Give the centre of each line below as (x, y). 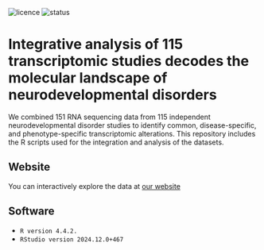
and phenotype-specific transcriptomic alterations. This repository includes (132, 133)
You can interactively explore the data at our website (95, 186)
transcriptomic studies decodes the (128, 62)
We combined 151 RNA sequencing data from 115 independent (109, 117)
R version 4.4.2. (49, 231)
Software (31, 212)
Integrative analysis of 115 (96, 44)
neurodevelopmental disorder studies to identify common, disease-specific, (132, 125)
